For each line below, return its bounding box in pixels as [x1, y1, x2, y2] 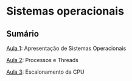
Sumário [6, 29, 40, 39]
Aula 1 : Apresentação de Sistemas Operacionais [6, 44, 127, 52]
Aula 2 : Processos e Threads [6, 57, 79, 63]
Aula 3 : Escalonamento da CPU [6, 68, 85, 76]
